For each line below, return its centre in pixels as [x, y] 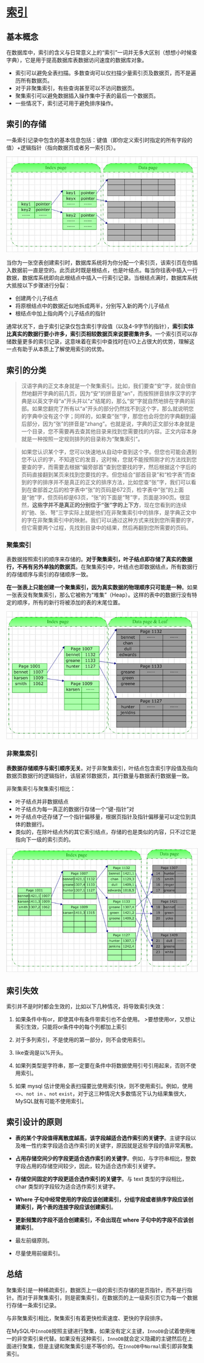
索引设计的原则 [34, 1122]
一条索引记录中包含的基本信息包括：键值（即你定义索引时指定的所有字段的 [99, 140]
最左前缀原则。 [34, 1240]
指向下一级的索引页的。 [44, 839]
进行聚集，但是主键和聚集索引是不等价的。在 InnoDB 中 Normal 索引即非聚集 [102, 1346]
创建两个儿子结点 [36, 299]
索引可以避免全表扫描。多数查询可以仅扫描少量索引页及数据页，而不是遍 [105, 73]
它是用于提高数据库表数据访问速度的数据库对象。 [86, 60]
